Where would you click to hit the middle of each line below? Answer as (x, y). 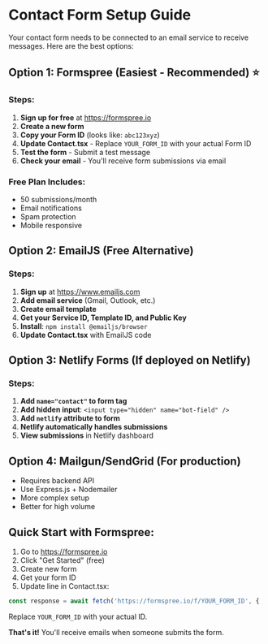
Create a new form (52, 126)
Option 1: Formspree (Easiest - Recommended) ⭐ (134, 73)
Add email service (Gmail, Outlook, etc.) (88, 300)
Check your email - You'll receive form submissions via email (123, 161)
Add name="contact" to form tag (73, 401)
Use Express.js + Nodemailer (69, 490)
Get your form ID (48, 577)
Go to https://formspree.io (64, 551)
